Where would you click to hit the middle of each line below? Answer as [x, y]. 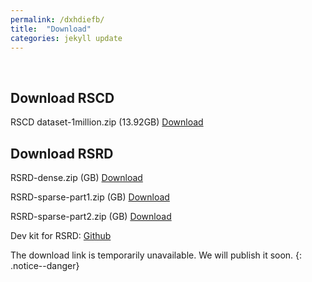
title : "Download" [51, 29]
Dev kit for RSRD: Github [61, 235]
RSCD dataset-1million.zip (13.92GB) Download [107, 122]
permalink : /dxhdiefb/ [57, 19]
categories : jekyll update [66, 38]
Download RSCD [62, 97]
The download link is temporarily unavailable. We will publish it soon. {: [156, 255]
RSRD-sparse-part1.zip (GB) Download [90, 197]
